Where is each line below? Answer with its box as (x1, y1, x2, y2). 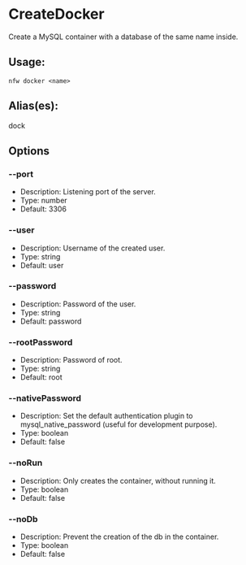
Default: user (19, 260, 64, 270)
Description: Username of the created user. (19, 243, 166, 253)
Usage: (8, 55, 46, 69)
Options (8, 144, 50, 158)
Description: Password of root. (19, 355, 123, 365)
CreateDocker (8, 5, 105, 24)
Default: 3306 (19, 204, 67, 214)
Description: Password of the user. (19, 298, 136, 309)
